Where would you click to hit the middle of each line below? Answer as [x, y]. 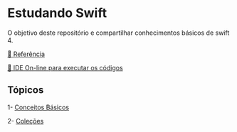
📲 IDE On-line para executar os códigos [65, 67]
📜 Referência [26, 54]
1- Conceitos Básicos [38, 107]
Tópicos [26, 90]
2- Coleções [26, 121]
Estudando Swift [57, 13]
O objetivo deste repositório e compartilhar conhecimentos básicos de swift [118, 33]
